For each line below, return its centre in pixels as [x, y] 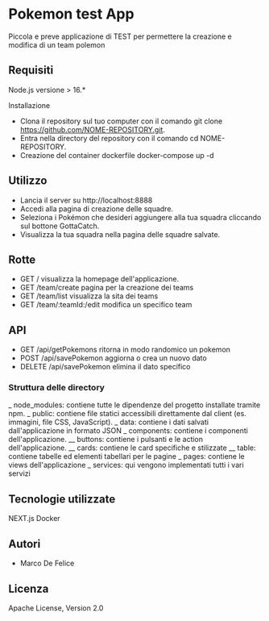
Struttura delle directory [56, 388]
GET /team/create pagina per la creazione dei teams [107, 288]
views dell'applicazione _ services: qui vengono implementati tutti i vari [126, 465]
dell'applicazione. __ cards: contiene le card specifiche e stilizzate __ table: [132, 448]
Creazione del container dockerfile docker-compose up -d [117, 155]
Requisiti [31, 71]
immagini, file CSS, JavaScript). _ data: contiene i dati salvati [109, 422]
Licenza [29, 588]
